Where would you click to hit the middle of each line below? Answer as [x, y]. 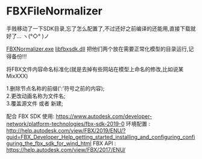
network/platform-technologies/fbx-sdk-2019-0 [65, 123]
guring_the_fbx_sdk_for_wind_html [49, 143]
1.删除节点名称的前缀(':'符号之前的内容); [55, 88]
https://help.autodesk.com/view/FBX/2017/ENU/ [66, 149]
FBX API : [104, 143]
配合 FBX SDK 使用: [30, 116]
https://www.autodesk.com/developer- [104, 116]
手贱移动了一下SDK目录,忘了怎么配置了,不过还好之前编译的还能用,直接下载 [99, 28]
